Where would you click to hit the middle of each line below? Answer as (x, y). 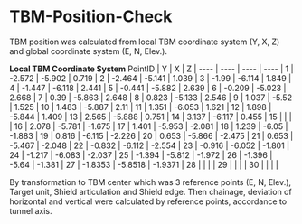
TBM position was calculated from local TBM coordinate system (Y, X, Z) (145, 42)
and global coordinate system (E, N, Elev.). (88, 51)
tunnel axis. (31, 210)
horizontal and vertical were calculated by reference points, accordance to (148, 201)
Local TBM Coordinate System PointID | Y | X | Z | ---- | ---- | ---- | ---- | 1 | (151, 69)
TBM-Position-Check (91, 17)
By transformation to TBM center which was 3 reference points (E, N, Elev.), (151, 182)
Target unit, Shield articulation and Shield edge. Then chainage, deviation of (151, 191)
